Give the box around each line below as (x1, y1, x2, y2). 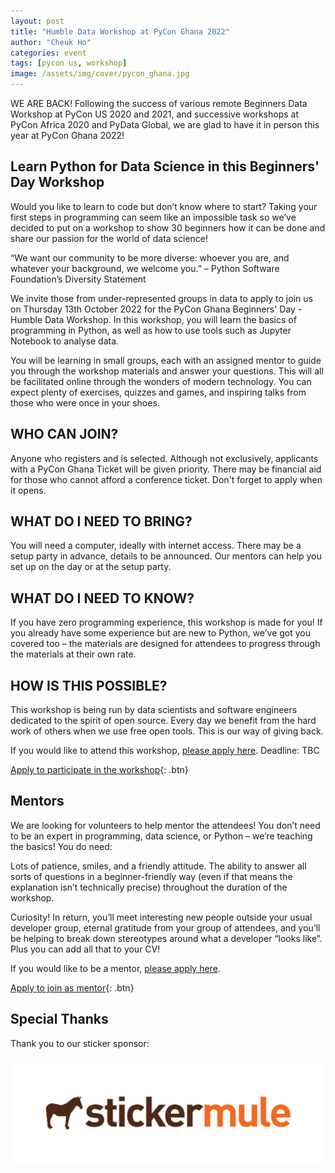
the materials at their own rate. (10, 648, 137, 660)
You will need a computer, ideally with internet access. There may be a (10, 540, 302, 552)
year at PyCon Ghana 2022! (10, 130, 125, 141)
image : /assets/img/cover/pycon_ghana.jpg (10, 69, 190, 79)
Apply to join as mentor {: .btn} (10, 981, 135, 994)
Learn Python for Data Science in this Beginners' (10, 158, 320, 175)
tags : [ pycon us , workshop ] (10, 58, 128, 69)
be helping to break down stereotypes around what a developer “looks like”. (10, 932, 323, 944)
